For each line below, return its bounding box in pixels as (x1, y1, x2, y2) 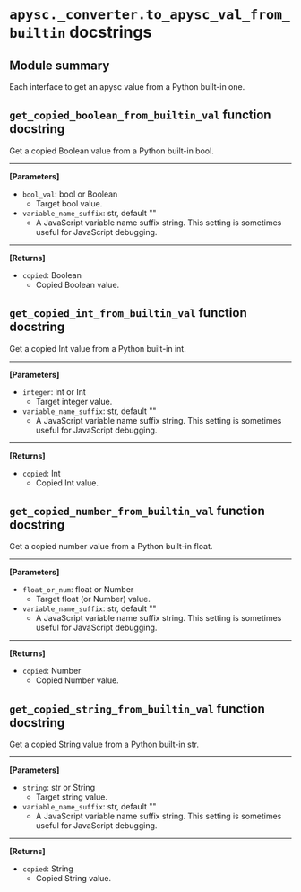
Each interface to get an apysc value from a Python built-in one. (9, 82, 245, 92)
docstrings (68, 22, 152, 42)
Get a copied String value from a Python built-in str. (9, 739, 200, 750)
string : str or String (21, 783, 96, 793)
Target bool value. (35, 197, 103, 208)
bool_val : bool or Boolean (21, 188, 118, 199)
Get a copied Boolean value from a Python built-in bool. (9, 145, 215, 156)
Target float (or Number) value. (35, 594, 150, 605)
